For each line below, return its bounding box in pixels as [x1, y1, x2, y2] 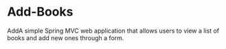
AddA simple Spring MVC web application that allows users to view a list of [7, 27, 220, 35]
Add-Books [7, 4, 74, 20]
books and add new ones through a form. [7, 33, 124, 42]
